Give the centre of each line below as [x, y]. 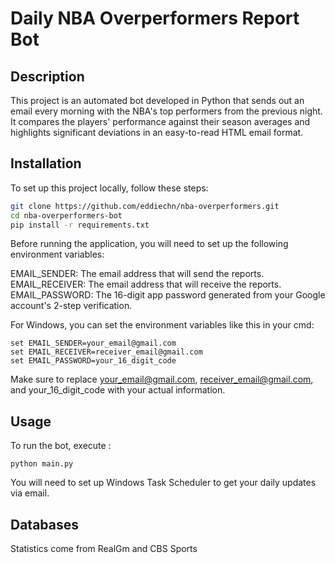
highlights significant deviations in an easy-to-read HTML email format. [157, 132]
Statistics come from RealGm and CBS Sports [104, 549]
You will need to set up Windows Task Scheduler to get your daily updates [163, 483]
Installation [46, 163]
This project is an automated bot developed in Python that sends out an [157, 100]
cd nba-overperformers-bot [66, 215]
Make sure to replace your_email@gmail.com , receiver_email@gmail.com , [162, 379]
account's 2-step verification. [71, 306]
